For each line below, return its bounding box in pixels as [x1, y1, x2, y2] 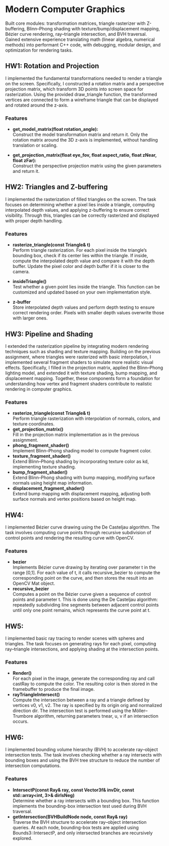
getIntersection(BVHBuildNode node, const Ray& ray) [12, 814, 128, 820]
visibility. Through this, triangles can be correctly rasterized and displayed [5, 212, 159, 218]
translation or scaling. [12, 143, 58, 149]
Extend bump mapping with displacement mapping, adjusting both [12, 491, 151, 497]
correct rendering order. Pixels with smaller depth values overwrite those [12, 310, 164, 316]
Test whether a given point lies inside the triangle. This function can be [12, 284, 160, 290]
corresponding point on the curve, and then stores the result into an [12, 575, 154, 581]
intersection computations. [5, 763, 61, 769]
